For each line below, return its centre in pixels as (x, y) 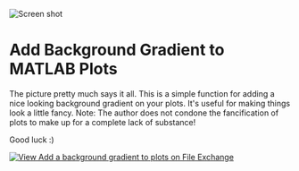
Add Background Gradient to (117, 50)
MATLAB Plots (63, 69)
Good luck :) (32, 140)
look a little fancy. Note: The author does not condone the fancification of (144, 113)
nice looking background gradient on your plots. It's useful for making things (150, 103)
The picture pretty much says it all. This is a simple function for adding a (142, 93)
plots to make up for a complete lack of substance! (103, 122)
